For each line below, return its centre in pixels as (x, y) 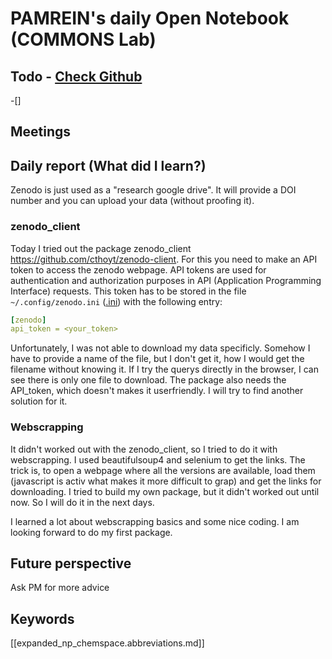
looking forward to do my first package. (91, 532)
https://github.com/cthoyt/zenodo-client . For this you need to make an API (164, 259)
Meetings (41, 132)
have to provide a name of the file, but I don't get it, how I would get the (157, 359)
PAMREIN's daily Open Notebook (150, 18)
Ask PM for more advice (60, 588)
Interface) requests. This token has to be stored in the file (128, 291)
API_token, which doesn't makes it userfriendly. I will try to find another (157, 391)
